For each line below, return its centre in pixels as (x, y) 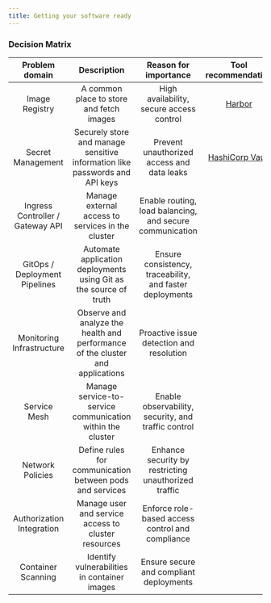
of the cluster (102, 353)
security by (168, 459)
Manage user (102, 503)
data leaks (168, 172)
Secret (38, 152)
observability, (168, 406)
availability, (168, 98)
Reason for (168, 65)
